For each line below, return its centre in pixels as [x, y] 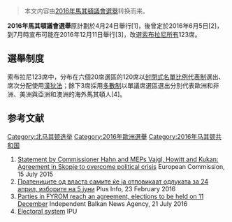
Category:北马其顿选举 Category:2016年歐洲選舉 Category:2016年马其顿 [111, 136]
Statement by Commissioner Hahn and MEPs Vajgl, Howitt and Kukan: [118, 159]
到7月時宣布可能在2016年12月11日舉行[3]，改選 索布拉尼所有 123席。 [104, 35]
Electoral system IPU [47, 211]
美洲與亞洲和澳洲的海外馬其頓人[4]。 [73, 94]
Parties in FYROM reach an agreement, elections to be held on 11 [110, 196]
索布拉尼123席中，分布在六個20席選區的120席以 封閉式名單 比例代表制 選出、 [116, 77]
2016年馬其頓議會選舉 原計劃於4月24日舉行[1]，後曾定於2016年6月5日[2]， [115, 26]
